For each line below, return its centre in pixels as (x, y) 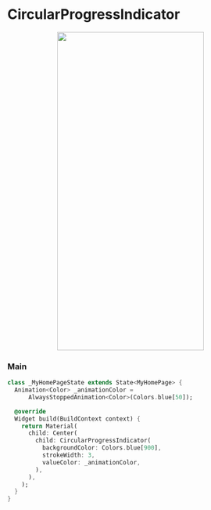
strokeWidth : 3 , (68, 455)
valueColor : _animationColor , (91, 462)
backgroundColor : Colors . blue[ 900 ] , (102, 448)
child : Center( (53, 433)
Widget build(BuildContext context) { (78, 419)
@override (30, 411)
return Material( (50, 426)
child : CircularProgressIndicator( (93, 441)
